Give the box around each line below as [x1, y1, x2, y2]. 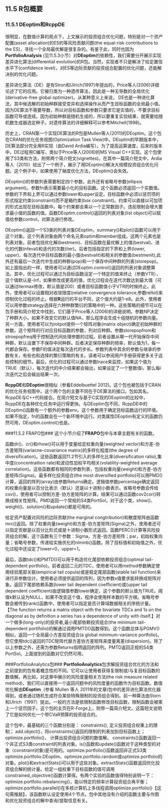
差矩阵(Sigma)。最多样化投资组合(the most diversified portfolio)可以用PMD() [5, 472, 162, 478]
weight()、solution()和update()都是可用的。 [5, 504, 94, 510]
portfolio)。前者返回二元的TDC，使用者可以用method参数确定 [28, 562, 156, 568]
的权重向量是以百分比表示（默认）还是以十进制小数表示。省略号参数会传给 [5, 485, 158, 491]
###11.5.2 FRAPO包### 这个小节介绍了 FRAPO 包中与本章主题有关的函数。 [5, 430, 157, 436]
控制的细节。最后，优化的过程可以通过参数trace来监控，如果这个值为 [9, 359, 151, 365]
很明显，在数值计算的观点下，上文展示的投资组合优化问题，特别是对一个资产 [5, 33, 163, 39]
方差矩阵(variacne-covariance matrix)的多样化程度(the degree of [5, 447, 138, 453]
